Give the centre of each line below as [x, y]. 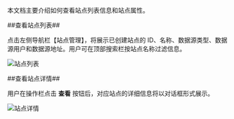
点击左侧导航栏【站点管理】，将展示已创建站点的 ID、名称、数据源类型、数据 [117, 40]
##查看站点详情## [34, 78]
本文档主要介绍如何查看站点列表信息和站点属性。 [78, 10]
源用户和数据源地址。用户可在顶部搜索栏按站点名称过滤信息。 [97, 49]
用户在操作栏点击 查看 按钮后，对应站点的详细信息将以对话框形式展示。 [111, 93]
